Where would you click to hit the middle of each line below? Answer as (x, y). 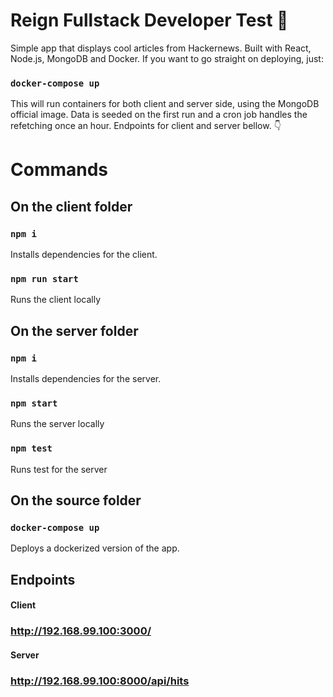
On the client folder (71, 206)
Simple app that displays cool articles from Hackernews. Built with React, (161, 48)
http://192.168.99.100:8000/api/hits (100, 681)
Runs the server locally (57, 424)
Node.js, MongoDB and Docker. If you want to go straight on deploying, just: (167, 58)
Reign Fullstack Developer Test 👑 (149, 20)
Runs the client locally (56, 300)
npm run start (44, 279)
